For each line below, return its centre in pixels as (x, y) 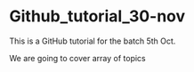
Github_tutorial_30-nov (97, 16)
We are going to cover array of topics (77, 58)
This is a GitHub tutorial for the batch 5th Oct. (93, 41)
